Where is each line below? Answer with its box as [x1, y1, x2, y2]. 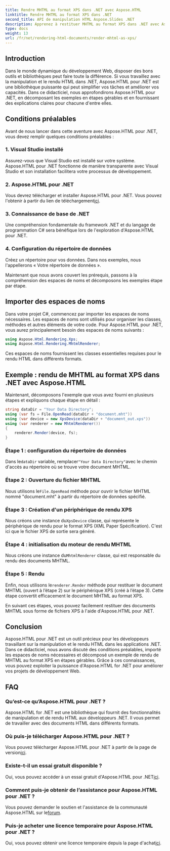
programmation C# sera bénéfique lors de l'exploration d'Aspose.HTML [5, 227, 154, 233]
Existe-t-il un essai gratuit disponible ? [5, 762, 102, 769]
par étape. [5, 283, 27, 289]
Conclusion [5, 622, 42, 631]
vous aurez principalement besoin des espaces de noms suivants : [5, 327, 144, 333]
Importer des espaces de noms [5, 297, 105, 306]
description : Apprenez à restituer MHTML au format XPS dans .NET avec [5, 21, 159, 27]
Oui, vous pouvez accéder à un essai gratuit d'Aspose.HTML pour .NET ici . [5, 774, 160, 780]
